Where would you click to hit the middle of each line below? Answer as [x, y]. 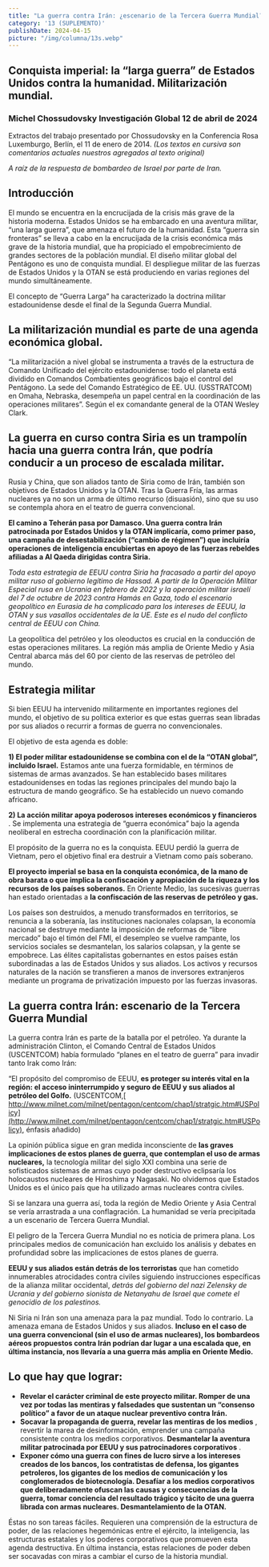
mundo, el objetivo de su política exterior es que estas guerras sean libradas [134, 718]
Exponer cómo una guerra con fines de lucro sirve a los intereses [130, 1455]
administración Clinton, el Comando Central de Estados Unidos [112, 1046]
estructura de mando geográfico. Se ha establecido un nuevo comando [126, 791]
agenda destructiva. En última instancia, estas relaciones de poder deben [129, 1547]
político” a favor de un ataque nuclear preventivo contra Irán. [124, 1413]
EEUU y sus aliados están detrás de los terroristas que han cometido [123, 1268]
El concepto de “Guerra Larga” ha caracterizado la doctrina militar [117, 296]
